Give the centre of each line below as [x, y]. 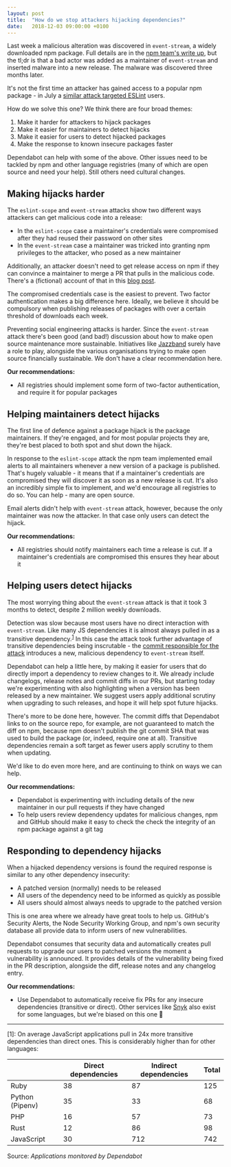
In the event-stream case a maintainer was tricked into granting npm [113, 245]
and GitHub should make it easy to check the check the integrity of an [116, 822]
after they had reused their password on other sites [90, 238]
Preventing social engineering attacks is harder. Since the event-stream [108, 329]
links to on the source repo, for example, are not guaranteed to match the [111, 724]
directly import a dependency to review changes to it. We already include [111, 674]
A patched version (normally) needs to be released [89, 888]
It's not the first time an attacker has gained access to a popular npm [104, 88]
